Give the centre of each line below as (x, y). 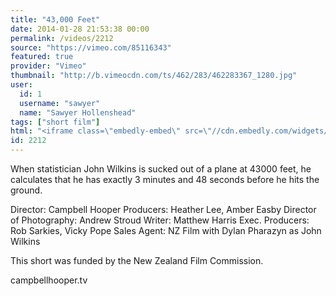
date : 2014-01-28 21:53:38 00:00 (80, 29)
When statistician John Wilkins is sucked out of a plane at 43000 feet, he (161, 169)
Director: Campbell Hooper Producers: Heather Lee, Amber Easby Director (163, 209)
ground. (26, 190)
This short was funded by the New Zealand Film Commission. (137, 260)
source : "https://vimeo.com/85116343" (91, 47)
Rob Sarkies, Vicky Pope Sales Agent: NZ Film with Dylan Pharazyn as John (166, 230)
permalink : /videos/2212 (62, 38)
